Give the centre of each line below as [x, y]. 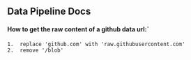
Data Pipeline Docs [49, 12]
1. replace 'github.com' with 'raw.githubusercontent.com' [97, 44]
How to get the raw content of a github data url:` [78, 29]
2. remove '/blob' [36, 50]
